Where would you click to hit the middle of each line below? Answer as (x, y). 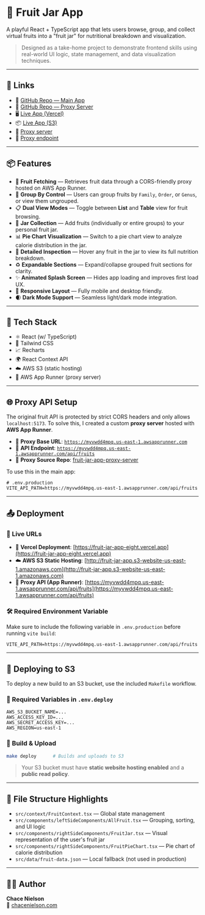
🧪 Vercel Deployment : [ (45, 547)
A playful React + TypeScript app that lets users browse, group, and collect (101, 29)
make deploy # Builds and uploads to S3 (65, 756)
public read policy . (45, 774)
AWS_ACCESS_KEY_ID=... (35, 717)
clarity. (23, 271)
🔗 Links (20, 86)
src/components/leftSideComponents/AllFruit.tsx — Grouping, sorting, (105, 820)
